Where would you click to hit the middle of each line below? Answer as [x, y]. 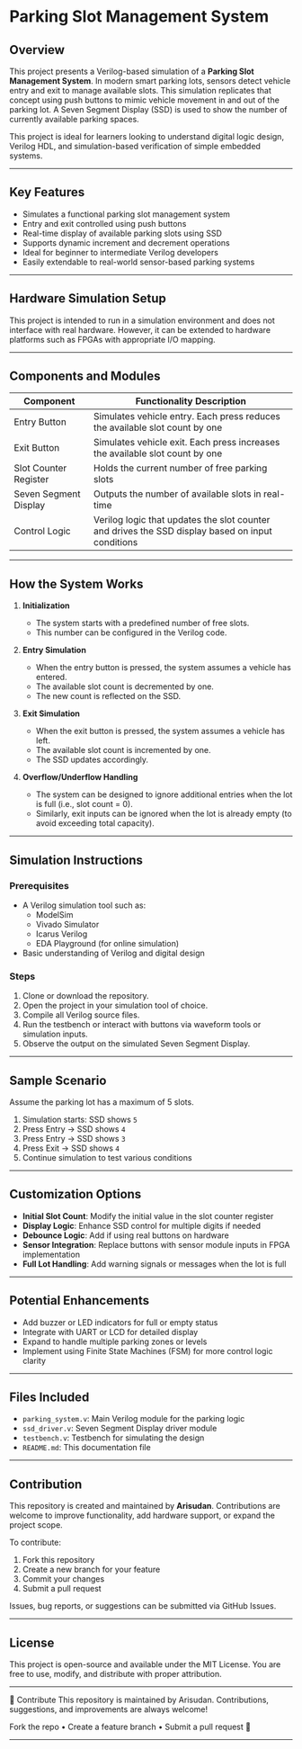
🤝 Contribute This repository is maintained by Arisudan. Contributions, [139, 1700]
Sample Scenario [58, 1080]
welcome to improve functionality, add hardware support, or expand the [142, 1516]
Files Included [49, 1398]
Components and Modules [85, 377]
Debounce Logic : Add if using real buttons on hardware [125, 1235]
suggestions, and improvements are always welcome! [109, 1709]
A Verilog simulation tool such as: [84, 905]
